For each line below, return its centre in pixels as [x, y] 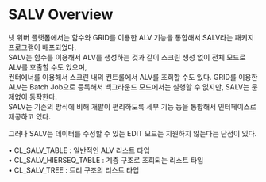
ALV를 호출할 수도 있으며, [48, 67]
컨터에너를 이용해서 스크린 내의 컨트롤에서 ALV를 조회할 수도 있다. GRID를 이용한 [133, 77]
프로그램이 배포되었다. [42, 47]
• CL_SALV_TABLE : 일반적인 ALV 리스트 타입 [79, 150]
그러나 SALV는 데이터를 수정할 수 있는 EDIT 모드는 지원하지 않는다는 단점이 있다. [133, 133]
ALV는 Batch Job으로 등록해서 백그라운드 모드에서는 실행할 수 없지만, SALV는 [129, 87]
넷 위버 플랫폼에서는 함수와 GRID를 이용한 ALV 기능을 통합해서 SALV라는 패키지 [131, 37]
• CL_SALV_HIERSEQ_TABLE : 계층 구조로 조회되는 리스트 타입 [106, 160]
